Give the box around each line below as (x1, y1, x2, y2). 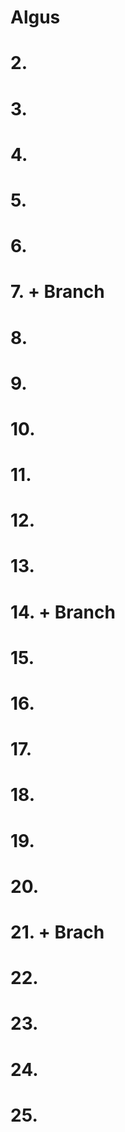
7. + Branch (10, 281, 105, 303)
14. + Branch (10, 601, 116, 623)
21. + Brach (10, 921, 105, 943)
